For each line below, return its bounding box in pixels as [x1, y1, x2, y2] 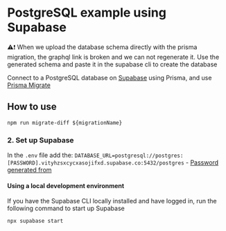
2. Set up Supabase [7, 135, 74, 145]
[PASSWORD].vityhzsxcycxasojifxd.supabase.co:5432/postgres [7, 160, 185, 167]
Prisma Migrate [7, 81, 51, 89]
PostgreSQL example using [7, 5, 166, 21]
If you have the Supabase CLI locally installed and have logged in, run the [7, 197, 217, 205]
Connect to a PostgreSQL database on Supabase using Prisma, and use [7, 73, 212, 82]
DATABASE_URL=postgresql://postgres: [74, 152, 184, 160]
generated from [7, 166, 52, 174]
